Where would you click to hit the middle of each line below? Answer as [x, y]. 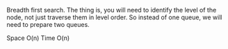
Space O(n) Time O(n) [38, 38]
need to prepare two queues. [48, 24]
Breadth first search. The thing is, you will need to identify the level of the [112, 10]
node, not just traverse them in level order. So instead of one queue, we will [114, 17]
